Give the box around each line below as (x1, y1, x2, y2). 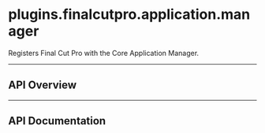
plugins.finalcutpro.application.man (8, 6, 251, 24)
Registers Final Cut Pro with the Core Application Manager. (8, 48, 200, 57)
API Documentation (8, 114, 106, 127)
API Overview (8, 79, 77, 92)
